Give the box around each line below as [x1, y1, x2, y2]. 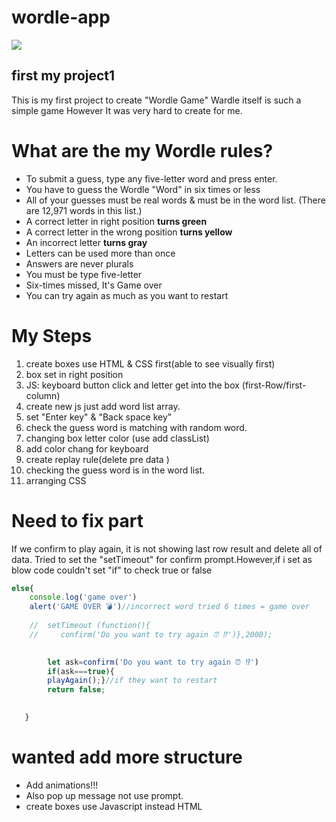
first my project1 [11, 67, 116, 85]
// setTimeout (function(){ [29, 621, 151, 631]
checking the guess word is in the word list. [25, 464, 206, 476]
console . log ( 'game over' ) [29, 592, 138, 603]
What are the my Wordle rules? [11, 139, 274, 162]
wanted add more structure [11, 746, 243, 769]
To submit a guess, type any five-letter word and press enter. [25, 172, 278, 185]
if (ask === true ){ [47, 666, 115, 676]
